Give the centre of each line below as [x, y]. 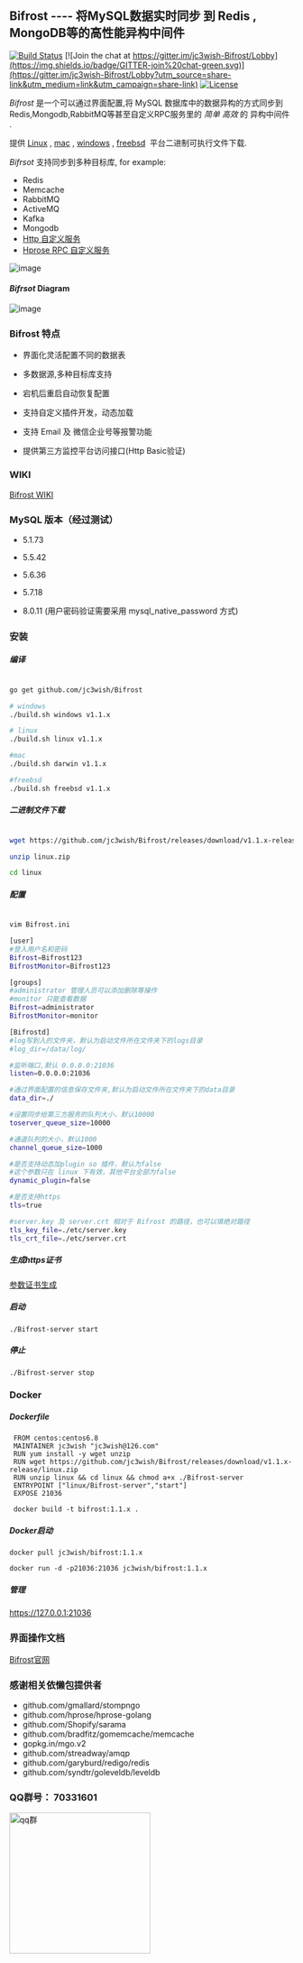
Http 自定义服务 [51, 238]
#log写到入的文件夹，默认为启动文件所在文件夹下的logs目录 [106, 1040]
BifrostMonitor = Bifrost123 [60, 966]
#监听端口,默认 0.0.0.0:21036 [62, 1065]
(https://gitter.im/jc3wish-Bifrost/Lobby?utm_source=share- [120, 74]
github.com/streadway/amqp [76, 1753]
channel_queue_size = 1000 [56, 1147]
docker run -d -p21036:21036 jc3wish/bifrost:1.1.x [108, 1569]
